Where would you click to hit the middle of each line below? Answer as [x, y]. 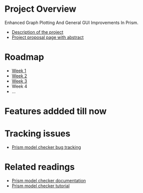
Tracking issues [38, 134]
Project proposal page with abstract [48, 37]
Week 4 [19, 86]
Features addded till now [56, 111]
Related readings [40, 167]
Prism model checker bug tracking [46, 147]
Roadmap [24, 57]
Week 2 [19, 76]
